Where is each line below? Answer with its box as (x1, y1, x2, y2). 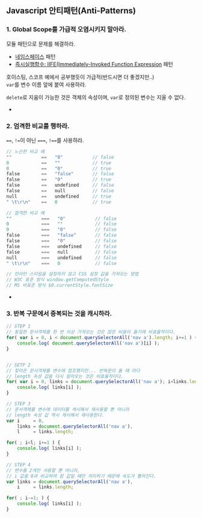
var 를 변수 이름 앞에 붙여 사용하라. (6, 81, 87, 88)
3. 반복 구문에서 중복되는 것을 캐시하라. (6, 310, 112, 318)
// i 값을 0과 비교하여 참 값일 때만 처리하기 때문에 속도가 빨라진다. (6, 473, 156, 479)
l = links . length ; (17, 429, 74, 435)
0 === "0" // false (6, 226, 117, 233)
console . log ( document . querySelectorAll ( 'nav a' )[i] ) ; (17, 340, 161, 346)
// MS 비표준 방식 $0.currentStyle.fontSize (6, 282, 113, 289)
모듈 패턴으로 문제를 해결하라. (6, 40, 76, 47)
